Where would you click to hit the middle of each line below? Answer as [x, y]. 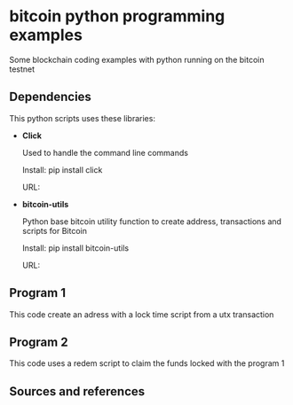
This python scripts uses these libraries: [82, 118]
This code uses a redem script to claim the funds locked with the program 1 [147, 363]
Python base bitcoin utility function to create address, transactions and [152, 221]
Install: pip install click [62, 169]
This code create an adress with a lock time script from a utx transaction [142, 314]
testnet [22, 69]
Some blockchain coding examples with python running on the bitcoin [137, 59]
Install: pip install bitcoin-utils [75, 248]
